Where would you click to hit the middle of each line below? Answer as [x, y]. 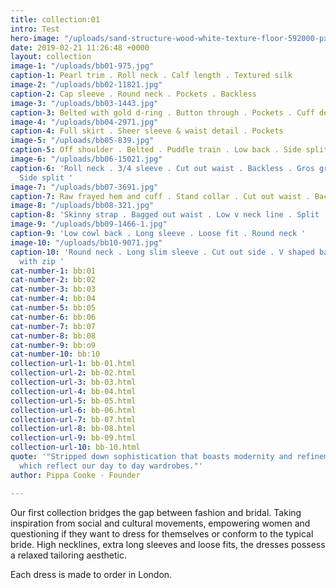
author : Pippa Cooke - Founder [75, 475]
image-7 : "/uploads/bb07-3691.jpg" [84, 187]
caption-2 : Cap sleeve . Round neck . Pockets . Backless [133, 94]
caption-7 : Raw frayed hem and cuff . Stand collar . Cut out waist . [160, 196]
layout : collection [51, 57]
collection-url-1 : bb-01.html [73, 364]
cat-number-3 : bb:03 [53, 289]
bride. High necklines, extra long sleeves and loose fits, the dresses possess [168, 544]
